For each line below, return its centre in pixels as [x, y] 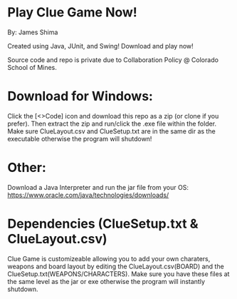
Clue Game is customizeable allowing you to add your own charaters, [109, 258]
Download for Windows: [80, 96]
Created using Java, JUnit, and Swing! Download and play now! [100, 46]
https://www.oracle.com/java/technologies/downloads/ [88, 195]
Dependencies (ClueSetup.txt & [103, 224]
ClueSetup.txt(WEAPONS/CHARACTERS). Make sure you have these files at [118, 274]
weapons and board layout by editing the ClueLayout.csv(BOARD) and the [116, 266]
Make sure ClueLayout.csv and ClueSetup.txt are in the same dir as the [111, 131]
